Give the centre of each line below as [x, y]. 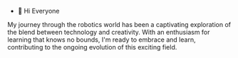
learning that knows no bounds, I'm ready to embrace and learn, [102, 40]
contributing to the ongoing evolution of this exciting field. [92, 47]
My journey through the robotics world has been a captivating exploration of [119, 24]
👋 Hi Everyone [38, 11]
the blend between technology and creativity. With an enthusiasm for [109, 32]
